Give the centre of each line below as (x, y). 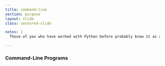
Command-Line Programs (37, 58)
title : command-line (26, 10)
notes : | (14, 32)
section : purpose (23, 14)
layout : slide (20, 19)
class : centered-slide (28, 23)
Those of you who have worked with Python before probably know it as (83, 37)
